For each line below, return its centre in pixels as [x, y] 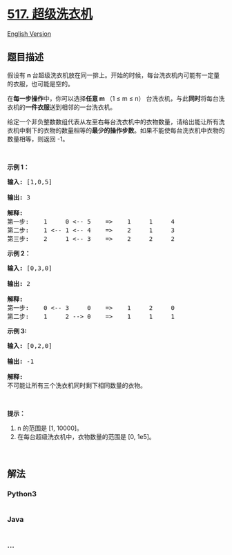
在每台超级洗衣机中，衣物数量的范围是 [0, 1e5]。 [86, 436]
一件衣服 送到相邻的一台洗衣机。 [70, 107]
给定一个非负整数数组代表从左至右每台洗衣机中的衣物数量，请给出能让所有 [113, 121]
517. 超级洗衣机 [50, 14]
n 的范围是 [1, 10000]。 [50, 428]
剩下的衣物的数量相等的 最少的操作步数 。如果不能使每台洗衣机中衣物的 [125, 130]
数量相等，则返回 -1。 [38, 139]
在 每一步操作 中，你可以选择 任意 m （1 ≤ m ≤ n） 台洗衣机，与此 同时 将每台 [113, 98]
